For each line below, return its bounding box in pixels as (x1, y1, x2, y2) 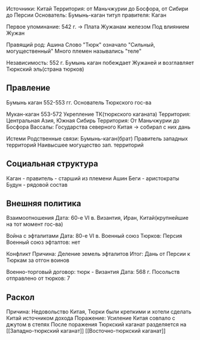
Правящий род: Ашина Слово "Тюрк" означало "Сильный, (6, 41, 156, 48)
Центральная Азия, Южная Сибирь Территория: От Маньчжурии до (6, 117, 180, 124)
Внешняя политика (6, 198, 81, 209)
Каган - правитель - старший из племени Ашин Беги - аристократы (6, 174, 180, 182)
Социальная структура (6, 159, 99, 169)
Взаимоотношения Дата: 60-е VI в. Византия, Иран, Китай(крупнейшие (6, 214, 189, 222)
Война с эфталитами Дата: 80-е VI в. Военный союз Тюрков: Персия (6, 232, 183, 240)
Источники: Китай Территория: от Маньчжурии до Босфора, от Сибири (6, 5, 189, 12)
